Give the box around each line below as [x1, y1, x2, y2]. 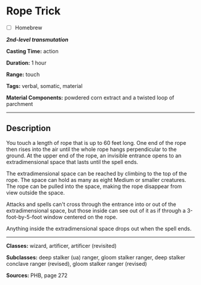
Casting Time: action [6, 48, 59, 54]
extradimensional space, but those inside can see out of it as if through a [6, 207, 186, 214]
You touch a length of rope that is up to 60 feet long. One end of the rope [6, 139, 187, 146]
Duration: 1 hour [6, 59, 47, 66]
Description [6, 123, 51, 134]
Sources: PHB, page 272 [6, 271, 68, 279]
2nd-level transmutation [6, 36, 69, 43]
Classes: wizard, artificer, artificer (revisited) [6, 242, 117, 249]
